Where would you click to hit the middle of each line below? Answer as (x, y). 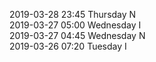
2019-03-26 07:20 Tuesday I (68, 46)
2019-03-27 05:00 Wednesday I (75, 25)
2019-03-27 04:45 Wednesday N (77, 35)
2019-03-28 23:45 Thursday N (73, 14)
